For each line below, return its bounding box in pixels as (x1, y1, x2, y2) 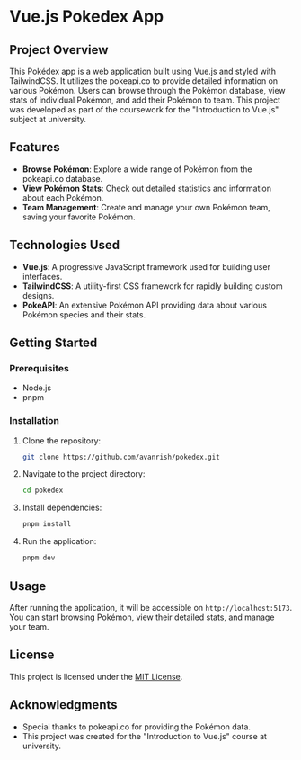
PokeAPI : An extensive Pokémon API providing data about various (22, 300, 268, 310)
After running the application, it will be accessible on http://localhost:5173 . (9, 602, 293, 612)
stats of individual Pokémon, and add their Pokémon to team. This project (9, 94, 281, 105)
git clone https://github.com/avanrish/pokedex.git (22, 452, 220, 461)
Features (9, 139, 60, 155)
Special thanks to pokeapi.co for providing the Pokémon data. (22, 721, 252, 732)
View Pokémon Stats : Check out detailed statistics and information (22, 183, 272, 193)
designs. (22, 290, 55, 300)
